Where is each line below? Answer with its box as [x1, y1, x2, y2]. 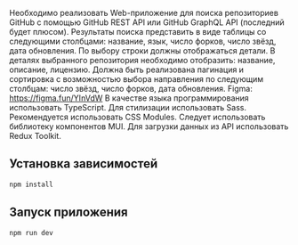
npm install [9, 180, 53, 189]
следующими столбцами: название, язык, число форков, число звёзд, [9, 36, 277, 46]
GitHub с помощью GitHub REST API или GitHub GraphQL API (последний [9, 17, 285, 28]
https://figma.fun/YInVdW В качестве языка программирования [9, 93, 249, 103]
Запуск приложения [9, 205, 128, 220]
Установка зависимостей [9, 156, 158, 172]
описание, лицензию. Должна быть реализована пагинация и [9, 64, 245, 75]
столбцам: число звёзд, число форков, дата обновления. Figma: [9, 84, 254, 94]
